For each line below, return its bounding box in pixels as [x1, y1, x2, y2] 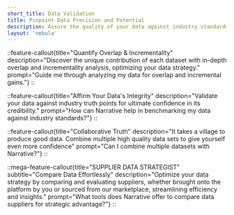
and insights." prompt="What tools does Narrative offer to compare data [7, 193, 214, 201]
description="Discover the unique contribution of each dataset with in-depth [7, 56, 228, 65]
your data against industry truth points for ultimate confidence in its [7, 99, 201, 108]
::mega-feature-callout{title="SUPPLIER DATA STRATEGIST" [7, 163, 180, 171]
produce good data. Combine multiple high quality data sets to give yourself [7, 135, 226, 143]
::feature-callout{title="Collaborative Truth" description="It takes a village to [7, 127, 226, 136]
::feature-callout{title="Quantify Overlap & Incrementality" [7, 49, 173, 57]
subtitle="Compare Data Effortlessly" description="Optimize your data [7, 170, 209, 179]
